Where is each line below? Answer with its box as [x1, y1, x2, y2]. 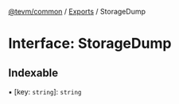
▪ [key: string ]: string [8, 87, 82, 96]
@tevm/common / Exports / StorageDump [8, 7, 146, 16]
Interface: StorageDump [8, 35, 172, 52]
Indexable [8, 66, 59, 79]
